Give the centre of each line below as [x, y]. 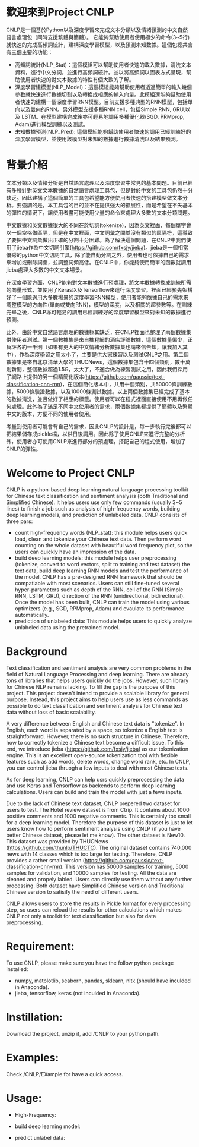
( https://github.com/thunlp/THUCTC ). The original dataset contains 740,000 [99, 847]
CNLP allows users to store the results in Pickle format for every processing [98, 903]
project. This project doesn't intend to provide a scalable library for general [98, 693]
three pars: [20, 521]
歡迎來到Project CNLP [60, 12]
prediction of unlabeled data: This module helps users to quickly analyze [103, 621]
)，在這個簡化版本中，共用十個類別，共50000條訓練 [124, 384]
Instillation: [35, 1017]
